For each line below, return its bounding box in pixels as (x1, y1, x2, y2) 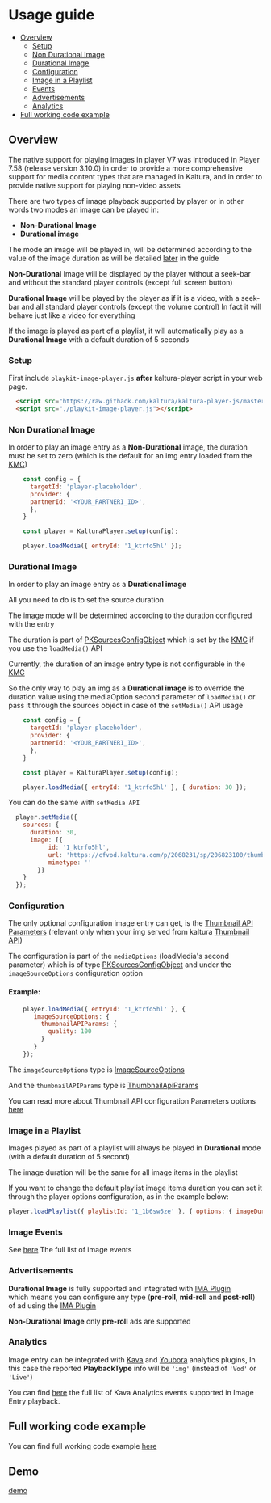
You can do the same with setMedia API (8, 798, 140, 808)
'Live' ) (8, 1372, 34, 1382)
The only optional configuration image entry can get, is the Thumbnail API (8, 918, 254, 928)
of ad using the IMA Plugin (8, 1300, 97, 1311)
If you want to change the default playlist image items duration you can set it (8, 1183, 263, 1193)
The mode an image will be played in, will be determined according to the (8, 244, 252, 254)
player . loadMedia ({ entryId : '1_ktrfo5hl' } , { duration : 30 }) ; (23, 783, 248, 792)
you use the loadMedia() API (8, 644, 102, 653)
